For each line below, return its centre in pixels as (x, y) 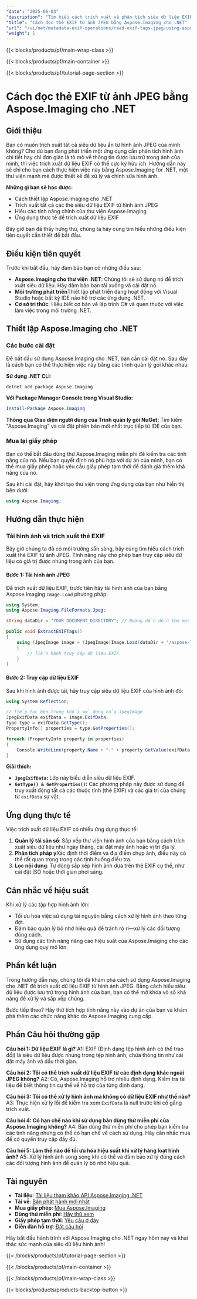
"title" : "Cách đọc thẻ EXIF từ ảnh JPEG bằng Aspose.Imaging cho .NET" (97, 22)
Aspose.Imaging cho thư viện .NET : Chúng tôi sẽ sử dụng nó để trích (99, 279)
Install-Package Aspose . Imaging (45, 408)
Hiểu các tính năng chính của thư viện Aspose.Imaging (80, 212)
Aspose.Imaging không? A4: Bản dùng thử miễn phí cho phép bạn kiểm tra (97, 1126)
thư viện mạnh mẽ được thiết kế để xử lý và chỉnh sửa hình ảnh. (82, 176)
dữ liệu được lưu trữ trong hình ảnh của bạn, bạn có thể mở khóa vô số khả (96, 992)
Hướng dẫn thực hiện (45, 520)
